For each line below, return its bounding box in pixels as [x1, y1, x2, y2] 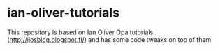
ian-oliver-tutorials [7, 5, 120, 21]
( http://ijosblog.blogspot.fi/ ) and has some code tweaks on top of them [7, 35, 212, 43]
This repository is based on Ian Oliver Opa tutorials [7, 28, 154, 36]
